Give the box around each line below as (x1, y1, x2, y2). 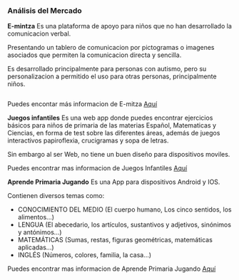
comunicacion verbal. (7, 29, 71, 38)
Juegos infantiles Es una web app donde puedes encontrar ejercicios (7, 113, 213, 123)
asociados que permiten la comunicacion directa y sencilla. (7, 51, 182, 59)
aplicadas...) (17, 243, 55, 252)
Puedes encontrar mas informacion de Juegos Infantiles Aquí (7, 164, 188, 172)
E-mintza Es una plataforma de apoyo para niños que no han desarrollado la (7, 22, 232, 31)
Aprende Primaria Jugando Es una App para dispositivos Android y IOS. (7, 177, 220, 187)
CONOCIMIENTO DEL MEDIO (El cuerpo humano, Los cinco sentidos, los (17, 205, 232, 214)
